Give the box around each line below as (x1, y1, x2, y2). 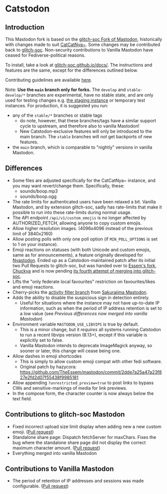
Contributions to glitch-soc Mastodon (5, 410, 125, 419)
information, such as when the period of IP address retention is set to (19, 305, 162, 311)
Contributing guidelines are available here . (5, 77, 92, 83)
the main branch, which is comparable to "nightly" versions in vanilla (12, 144, 153, 150)
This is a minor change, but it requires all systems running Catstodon (19, 326, 161, 332)
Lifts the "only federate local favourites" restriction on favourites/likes (12, 279, 156, 285)
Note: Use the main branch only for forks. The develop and (5, 87, 126, 93)
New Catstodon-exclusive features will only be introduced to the (19, 128, 152, 134)
